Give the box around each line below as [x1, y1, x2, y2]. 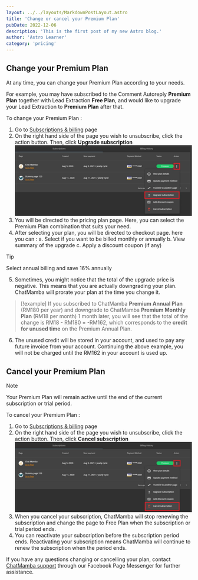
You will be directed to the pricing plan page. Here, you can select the [14, 216, 184, 224]
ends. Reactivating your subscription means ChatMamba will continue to [14, 538, 191, 545]
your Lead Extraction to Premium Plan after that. [6, 103, 124, 110]
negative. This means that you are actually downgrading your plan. [14, 283, 177, 290]
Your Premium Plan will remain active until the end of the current [6, 393, 163, 400]
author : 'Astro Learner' [6, 34, 67, 41]
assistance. [6, 568, 34, 576]
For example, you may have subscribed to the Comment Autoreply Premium [6, 90, 191, 98]
